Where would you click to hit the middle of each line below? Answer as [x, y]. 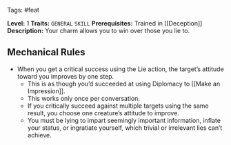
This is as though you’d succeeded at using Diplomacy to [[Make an [124, 84]
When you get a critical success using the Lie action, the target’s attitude [120, 69]
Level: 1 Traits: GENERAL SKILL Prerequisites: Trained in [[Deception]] [105, 23]
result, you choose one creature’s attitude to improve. [103, 113]
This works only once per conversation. [83, 98]
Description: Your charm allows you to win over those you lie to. [99, 31]
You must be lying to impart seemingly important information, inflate [124, 120]
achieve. [39, 135]
